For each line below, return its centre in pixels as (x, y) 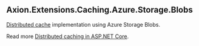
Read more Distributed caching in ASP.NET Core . (68, 36)
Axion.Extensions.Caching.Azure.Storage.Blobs (99, 10)
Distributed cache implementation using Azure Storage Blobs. (83, 24)
